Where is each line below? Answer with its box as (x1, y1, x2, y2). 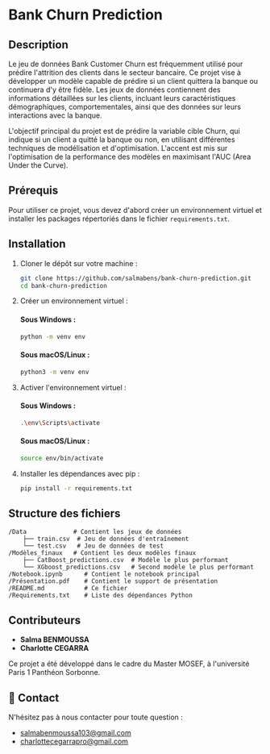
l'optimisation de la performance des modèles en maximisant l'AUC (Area (8, 152, 251, 161)
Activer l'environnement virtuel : (19, 382, 127, 392)
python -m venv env (19, 332, 86, 340)
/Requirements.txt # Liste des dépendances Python (8, 591, 193, 600)
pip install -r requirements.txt (19, 484, 133, 493)
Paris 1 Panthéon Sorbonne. (8, 668, 101, 677)
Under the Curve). (8, 160, 69, 170)
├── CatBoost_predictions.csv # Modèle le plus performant (23, 556, 229, 564)
